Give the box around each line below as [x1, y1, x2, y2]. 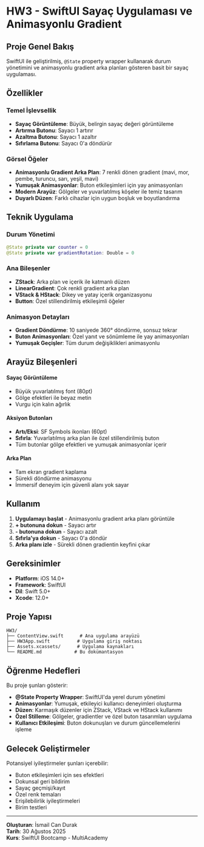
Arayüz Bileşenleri [6, 357, 78, 368]
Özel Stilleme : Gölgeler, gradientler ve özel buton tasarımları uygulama [15, 713, 192, 720]
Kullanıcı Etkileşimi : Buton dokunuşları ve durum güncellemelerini [15, 719, 180, 727]
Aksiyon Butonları [6, 414, 53, 422]
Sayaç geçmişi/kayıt [15, 784, 66, 792]
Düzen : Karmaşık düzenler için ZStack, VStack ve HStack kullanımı [15, 706, 183, 714]
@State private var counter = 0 [6, 244, 88, 250]
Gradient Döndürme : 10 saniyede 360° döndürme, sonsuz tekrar [15, 327, 178, 334]
